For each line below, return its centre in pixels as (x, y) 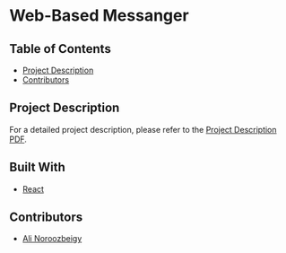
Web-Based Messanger (100, 16)
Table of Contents (61, 49)
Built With (37, 167)
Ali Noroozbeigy (52, 239)
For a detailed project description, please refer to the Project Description (143, 129)
